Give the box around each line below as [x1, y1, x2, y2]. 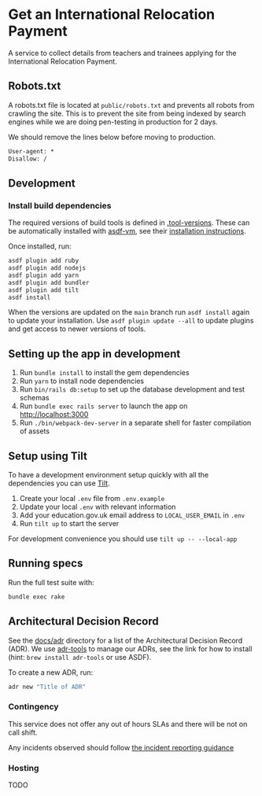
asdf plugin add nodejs [8, 264, 87, 272]
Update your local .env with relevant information [19, 502, 176, 512]
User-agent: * [8, 147, 55, 155]
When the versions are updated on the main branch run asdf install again [8, 308, 250, 317]
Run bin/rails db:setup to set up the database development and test [19, 385, 245, 394]
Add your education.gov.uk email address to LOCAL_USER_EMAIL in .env [19, 510, 245, 520]
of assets [19, 426, 50, 436]
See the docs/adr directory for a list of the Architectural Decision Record [8, 636, 243, 645]
